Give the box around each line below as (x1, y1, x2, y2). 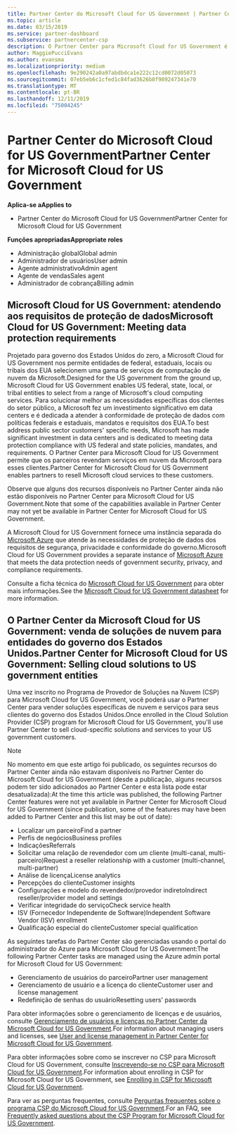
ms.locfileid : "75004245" (7, 102, 83, 109)
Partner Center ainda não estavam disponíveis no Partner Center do (7, 768, 204, 776)
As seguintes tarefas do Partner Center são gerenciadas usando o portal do (7, 937, 226, 946)
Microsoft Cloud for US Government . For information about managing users (7, 1024, 223, 1033)
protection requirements (7, 332, 117, 344)
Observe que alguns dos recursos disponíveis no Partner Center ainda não (7, 484, 223, 493)
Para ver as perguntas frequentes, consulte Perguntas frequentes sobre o (7, 1097, 221, 1105)
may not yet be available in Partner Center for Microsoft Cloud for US (7, 506, 207, 515)
